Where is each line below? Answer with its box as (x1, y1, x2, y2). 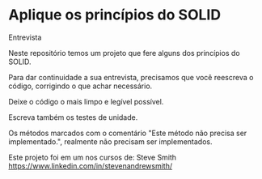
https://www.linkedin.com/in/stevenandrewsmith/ (8, 160, 172, 171)
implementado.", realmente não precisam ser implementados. (8, 136, 213, 147)
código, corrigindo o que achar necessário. (8, 81, 153, 91)
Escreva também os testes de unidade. (8, 112, 138, 122)
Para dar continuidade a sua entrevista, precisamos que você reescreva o (8, 72, 254, 82)
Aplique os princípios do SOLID (8, 6, 221, 24)
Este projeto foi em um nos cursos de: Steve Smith (8, 152, 176, 162)
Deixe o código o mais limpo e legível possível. (8, 96, 164, 106)
